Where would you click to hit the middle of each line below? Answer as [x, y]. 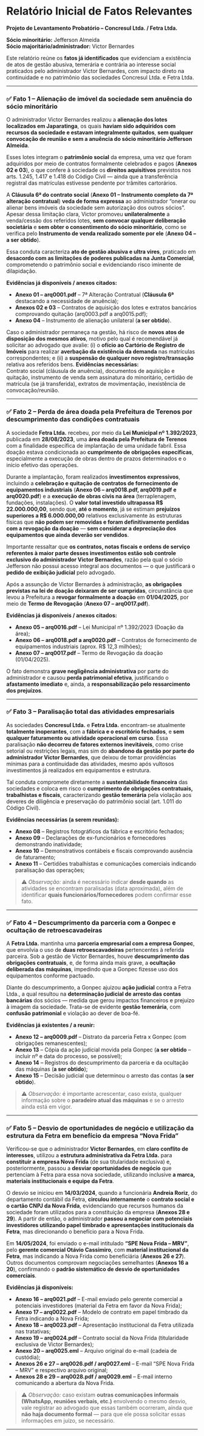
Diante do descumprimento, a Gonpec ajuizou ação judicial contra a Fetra [99, 988]
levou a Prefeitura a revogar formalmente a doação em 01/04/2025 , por [98, 597]
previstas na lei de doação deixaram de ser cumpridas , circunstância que [100, 590]
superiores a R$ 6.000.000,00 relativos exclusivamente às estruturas [94, 515]
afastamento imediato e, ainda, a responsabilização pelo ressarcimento [98, 684]
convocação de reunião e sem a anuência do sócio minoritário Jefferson [99, 139]
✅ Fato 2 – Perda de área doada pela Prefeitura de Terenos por [99, 412]
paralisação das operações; [50, 870]
